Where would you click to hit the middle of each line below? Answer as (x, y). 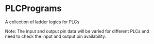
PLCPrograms (34, 8)
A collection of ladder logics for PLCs (42, 22)
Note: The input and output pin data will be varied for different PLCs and (77, 31)
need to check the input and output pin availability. (56, 36)
